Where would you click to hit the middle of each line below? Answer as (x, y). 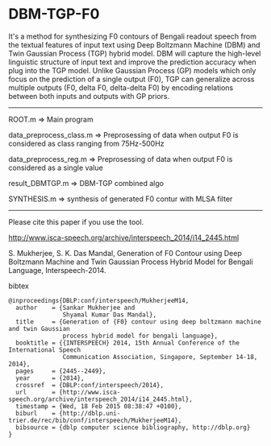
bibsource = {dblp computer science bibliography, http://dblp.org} (133, 427)
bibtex (19, 286)
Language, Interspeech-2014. (57, 270)
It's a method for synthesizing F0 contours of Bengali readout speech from (132, 36)
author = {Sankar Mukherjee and (75, 308)
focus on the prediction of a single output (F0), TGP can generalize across (131, 79)
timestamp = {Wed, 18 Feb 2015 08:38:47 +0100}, (99, 406)
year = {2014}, (50, 378)
